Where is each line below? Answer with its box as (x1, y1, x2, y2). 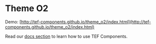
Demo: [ (5, 19, 22, 25)
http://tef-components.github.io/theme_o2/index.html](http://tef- (21, 19, 151, 25)
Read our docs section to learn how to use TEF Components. (5, 33, 128, 39)
